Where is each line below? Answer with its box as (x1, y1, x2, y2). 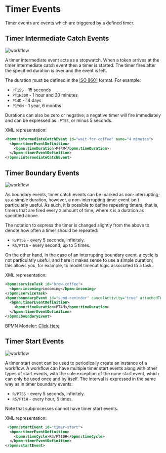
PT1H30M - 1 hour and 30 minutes (12, 92, 78, 98)
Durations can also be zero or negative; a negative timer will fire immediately (5, 112, 161, 118)
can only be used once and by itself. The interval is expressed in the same (5, 376, 156, 382)
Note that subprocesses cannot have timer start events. (5, 405, 119, 411)
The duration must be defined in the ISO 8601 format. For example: (5, 77, 141, 83)
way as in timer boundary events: (5, 381, 73, 387)
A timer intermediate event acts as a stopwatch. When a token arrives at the (5, 57, 160, 63)
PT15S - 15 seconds (12, 87, 51, 93)
